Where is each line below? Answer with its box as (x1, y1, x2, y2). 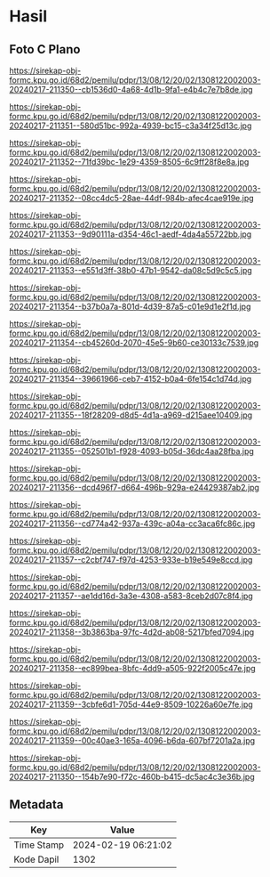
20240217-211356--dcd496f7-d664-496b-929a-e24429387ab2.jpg (9, 483, 260, 492)
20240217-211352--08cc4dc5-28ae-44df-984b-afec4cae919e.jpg (9, 193, 255, 203)
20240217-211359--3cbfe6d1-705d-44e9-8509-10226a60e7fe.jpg (9, 699, 253, 710)
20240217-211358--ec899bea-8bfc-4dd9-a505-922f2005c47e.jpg (9, 663, 256, 673)
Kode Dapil (13, 853, 60, 865)
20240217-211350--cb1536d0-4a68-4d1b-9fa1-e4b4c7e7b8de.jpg (9, 85, 253, 94)
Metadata (9, 797, 64, 812)
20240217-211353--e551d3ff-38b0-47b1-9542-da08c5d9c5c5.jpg (9, 265, 253, 275)
